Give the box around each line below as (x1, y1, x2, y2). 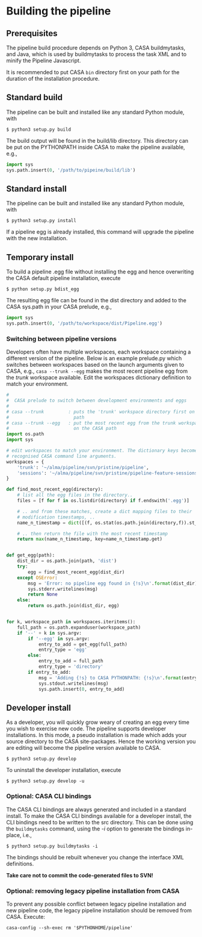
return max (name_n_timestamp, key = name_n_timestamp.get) (17, 536, 163, 543)
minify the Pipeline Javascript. (6, 57, 81, 64)
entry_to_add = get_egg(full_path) (38, 641, 128, 647)
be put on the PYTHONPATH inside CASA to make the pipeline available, (6, 143, 185, 151)
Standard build (6, 92, 63, 103)
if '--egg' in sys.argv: (28, 635, 90, 642)
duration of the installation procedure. (6, 75, 100, 82)
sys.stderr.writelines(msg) (28, 586, 98, 592)
